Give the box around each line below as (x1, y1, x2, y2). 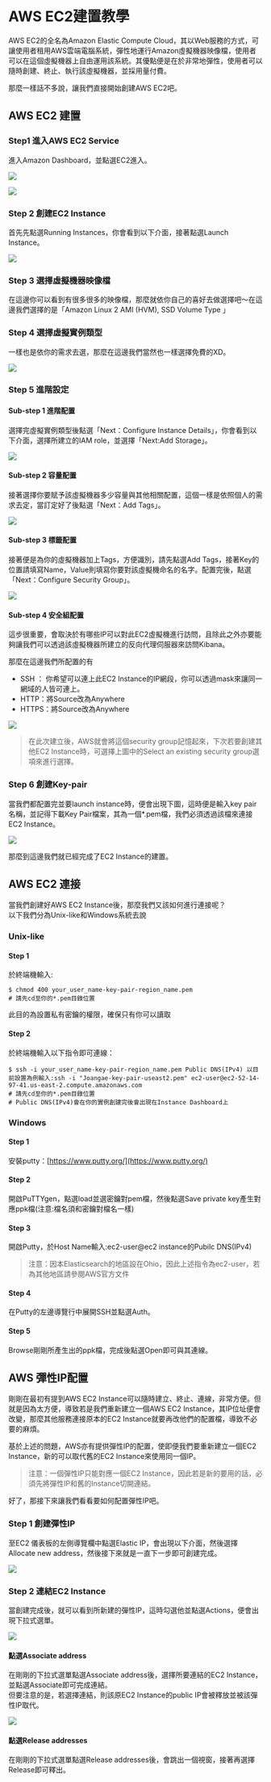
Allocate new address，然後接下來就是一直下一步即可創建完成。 (8, 1548, 222, 1557)
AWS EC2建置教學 (8, 7, 131, 26)
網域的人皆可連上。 (19, 684, 85, 694)
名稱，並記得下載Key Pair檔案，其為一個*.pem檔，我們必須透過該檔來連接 (8, 809, 253, 818)
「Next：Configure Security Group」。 (8, 575, 135, 585)
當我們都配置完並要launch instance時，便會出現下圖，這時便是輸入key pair (8, 799, 257, 809)
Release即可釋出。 (8, 1765, 71, 1775)
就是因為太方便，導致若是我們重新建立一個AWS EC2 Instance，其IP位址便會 (8, 1404, 261, 1414)
